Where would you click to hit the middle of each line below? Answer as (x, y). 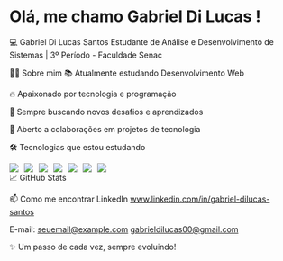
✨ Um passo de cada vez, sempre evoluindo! (93, 247)
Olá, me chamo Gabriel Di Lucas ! (135, 17)
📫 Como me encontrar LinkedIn (69, 199)
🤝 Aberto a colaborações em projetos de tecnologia (105, 129)
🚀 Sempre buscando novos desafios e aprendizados (106, 112)
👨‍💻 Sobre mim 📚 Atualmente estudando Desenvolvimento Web (127, 73)
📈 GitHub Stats (38, 177)
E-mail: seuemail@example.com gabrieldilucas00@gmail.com (124, 229)
